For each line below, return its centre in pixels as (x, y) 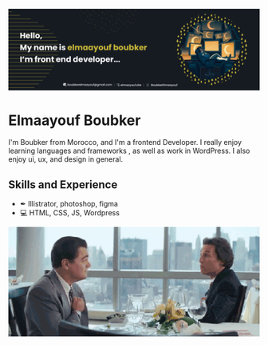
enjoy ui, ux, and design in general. (66, 159)
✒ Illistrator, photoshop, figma (69, 204)
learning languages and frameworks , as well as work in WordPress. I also (129, 151)
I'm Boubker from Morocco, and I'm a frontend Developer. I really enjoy (125, 142)
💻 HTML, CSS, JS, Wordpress (69, 213)
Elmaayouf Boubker (75, 120)
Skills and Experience (63, 185)
